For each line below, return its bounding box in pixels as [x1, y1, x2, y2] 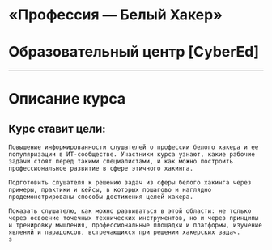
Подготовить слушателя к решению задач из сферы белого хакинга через [8, 179, 252, 187]
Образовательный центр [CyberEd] [8, 43, 260, 61]
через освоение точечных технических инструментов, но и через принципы [8, 214, 259, 222]
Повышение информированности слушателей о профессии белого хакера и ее [8, 143, 259, 151]
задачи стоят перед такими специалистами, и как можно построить [8, 158, 233, 166]
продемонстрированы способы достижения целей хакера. [8, 193, 194, 201]
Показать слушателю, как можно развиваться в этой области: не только [8, 207, 252, 215]
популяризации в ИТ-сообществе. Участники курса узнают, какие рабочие [8, 150, 255, 159]
